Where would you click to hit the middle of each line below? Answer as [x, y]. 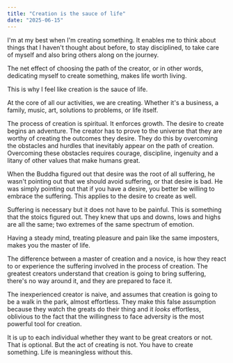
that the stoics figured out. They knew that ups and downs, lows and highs [114, 217]
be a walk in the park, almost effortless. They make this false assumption [112, 301]
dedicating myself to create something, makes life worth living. [97, 75]
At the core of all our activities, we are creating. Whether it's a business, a [113, 102]
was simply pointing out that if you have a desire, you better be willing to [111, 188]
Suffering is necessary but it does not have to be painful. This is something [114, 209]
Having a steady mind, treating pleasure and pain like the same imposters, [113, 238]
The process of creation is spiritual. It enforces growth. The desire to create [115, 123]
